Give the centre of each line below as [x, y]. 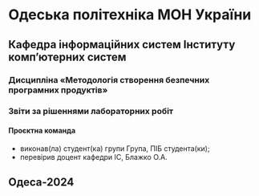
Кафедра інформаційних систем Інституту [122, 45]
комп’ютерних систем [67, 57]
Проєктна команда [42, 131]
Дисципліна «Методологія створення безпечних [109, 80]
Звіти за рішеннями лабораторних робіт [91, 112]
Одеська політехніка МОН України [130, 15]
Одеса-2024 [41, 182]
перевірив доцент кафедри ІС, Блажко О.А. [93, 157]
